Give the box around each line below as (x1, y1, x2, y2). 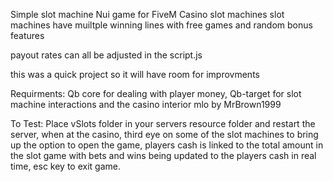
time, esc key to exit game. (10, 160, 121, 172)
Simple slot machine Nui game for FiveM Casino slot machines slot (10, 9, 285, 20)
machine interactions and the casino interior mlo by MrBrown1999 (10, 99, 282, 110)
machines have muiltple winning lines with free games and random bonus (10, 19, 313, 31)
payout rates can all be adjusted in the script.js (10, 49, 203, 61)
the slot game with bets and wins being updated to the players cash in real (10, 150, 317, 161)
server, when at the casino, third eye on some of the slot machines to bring (10, 129, 319, 140)
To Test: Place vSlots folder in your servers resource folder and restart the (10, 118, 316, 129)
